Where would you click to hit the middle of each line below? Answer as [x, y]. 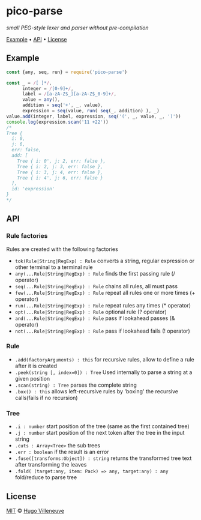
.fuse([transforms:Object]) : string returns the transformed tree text [103, 458]
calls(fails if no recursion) [46, 398]
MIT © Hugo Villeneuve [35, 510]
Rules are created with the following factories [62, 249]
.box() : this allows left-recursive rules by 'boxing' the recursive [97, 391]
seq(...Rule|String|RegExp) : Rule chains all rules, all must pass [96, 286]
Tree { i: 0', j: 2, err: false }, [61, 161]
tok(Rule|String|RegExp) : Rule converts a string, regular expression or [105, 261]
